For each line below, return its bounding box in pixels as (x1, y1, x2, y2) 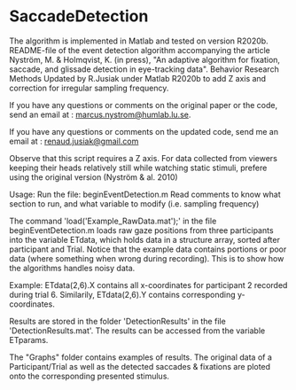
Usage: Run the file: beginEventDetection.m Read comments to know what (9, 189, 281, 199)
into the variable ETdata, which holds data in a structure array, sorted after (9, 234, 281, 245)
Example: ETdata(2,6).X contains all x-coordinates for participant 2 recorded (9, 279, 288, 290)
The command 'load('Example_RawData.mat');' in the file (9, 215, 217, 226)
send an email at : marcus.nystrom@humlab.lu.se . (9, 109, 191, 120)
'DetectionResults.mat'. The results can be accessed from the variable (9, 325, 266, 336)
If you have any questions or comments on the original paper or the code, (9, 99, 277, 110)
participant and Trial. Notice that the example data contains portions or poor (9, 244, 287, 254)
